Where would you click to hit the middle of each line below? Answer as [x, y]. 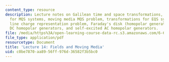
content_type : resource [30, 10]
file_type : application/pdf [35, 38]
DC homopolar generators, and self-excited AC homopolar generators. [84, 28]
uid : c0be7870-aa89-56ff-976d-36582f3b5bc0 [52, 51]
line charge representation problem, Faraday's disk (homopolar [78, 24]
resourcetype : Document [30, 42]
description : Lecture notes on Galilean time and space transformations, [84, 14]
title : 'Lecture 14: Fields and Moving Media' [55, 47]
